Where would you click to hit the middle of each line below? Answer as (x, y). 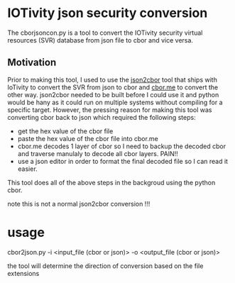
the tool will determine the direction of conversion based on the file (105, 266)
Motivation (32, 63)
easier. (27, 169)
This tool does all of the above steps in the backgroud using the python (111, 182)
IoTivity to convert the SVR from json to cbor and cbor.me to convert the (113, 87)
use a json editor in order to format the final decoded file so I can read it (123, 161)
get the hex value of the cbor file (65, 131)
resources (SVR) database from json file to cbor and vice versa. (100, 40)
